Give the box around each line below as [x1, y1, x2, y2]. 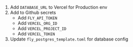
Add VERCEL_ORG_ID [17, 20, 57, 26]
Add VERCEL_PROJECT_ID [17, 25, 67, 31]
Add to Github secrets [10, 9, 56, 15]
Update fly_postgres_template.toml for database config [10, 36, 128, 42]
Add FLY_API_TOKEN [17, 15, 57, 20]
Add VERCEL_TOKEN [17, 31, 55, 36]
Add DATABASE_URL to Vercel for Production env [10, 4, 108, 10]
